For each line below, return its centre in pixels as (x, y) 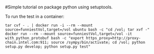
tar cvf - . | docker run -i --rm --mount (49, 25)
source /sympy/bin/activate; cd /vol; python (98, 42)
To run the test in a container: (35, 16)
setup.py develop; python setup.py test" (48, 47)
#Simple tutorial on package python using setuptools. (59, 7)
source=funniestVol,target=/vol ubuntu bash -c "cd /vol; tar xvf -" (77, 30)
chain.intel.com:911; (27, 42)
